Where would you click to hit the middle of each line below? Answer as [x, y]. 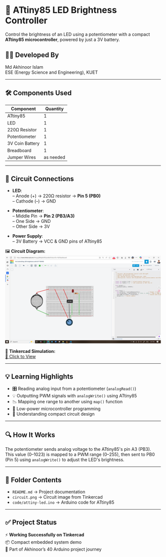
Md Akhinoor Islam [24, 67]
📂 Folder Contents [33, 480]
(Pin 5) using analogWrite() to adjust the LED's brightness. [65, 460]
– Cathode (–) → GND [34, 201]
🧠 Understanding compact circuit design [53, 414]
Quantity [55, 109]
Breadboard [19, 150]
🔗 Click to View [21, 356]
